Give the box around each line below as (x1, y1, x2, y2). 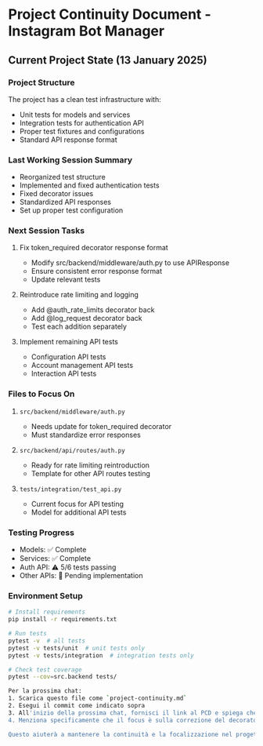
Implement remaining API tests (19, 337, 119, 347)
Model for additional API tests (31, 508, 127, 517)
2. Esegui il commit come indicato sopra (8, 702, 146, 710)
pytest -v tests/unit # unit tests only (8, 644, 146, 652)
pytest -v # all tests (8, 637, 86, 645)
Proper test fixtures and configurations (19, 126, 145, 136)
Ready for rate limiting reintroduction (31, 460, 150, 470)
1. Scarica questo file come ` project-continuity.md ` (8, 694, 188, 703)
